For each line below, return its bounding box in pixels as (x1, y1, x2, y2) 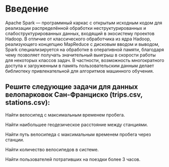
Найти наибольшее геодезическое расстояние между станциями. (5, 122, 148, 128)
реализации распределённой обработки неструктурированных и (5, 25, 146, 31)
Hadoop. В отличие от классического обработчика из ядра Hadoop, (5, 36, 151, 42)
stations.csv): (5, 98, 50, 107)
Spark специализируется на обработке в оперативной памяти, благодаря (5, 46, 164, 52)
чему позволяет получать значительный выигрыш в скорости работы (5, 51, 156, 58)
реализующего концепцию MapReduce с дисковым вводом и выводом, (5, 41, 160, 47)
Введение (5, 3, 49, 15)
